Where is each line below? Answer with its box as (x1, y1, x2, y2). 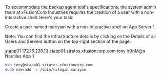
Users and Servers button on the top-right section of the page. (5, 38, 131, 44)
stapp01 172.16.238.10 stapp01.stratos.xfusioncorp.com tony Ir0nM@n (5, 48, 145, 54)
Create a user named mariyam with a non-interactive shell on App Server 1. (5, 24, 156, 30)
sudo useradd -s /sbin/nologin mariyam (5, 67, 86, 72)
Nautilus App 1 (5, 53, 34, 59)
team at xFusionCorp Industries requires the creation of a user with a (5, 9, 143, 15)
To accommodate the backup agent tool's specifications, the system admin (5, 4, 156, 10)
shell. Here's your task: (27, 15, 74, 20)
